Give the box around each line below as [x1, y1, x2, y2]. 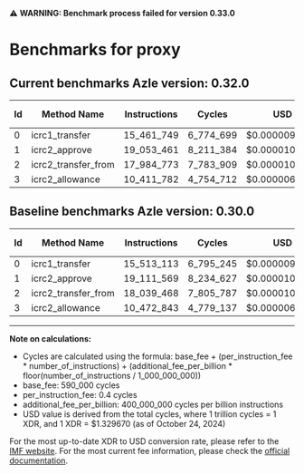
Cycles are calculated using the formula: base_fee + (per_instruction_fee [22, 351, 293, 362]
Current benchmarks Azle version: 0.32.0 [9, 75, 250, 91]
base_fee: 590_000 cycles [22, 380, 120, 391]
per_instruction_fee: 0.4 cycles [22, 389, 138, 400]
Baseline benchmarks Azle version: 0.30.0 [9, 204, 255, 219]
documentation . [9, 455, 69, 466]
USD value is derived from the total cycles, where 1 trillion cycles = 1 [22, 408, 277, 420]
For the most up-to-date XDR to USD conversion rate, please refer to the [9, 435, 280, 447]
